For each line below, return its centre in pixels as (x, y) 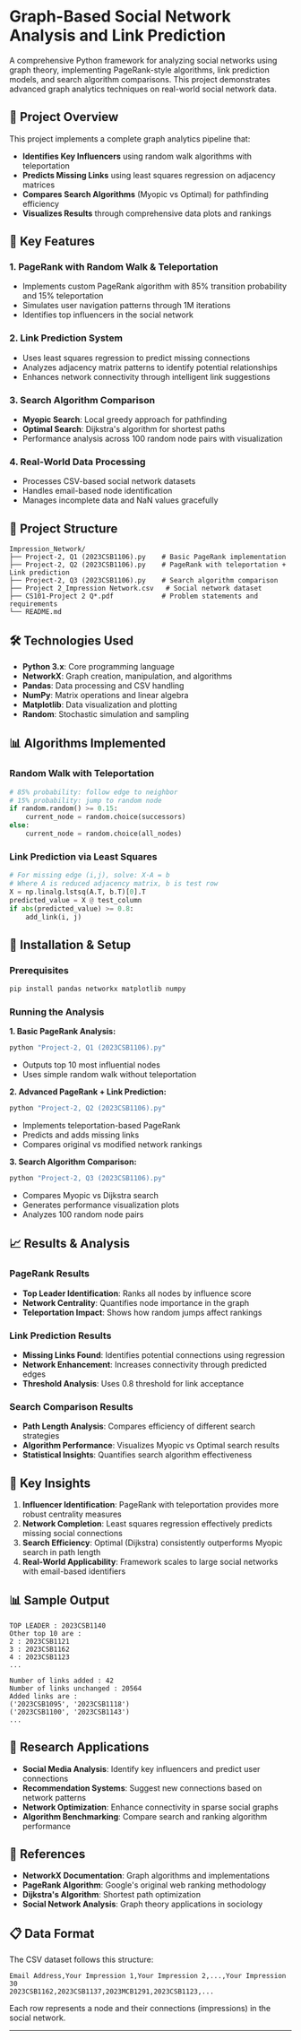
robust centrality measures (72, 1514)
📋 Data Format (52, 1933)
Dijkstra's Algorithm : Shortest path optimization (112, 1895)
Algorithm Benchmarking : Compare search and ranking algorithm (145, 1816)
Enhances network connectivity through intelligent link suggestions (146, 376)
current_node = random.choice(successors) (106, 817)
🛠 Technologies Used (72, 640)
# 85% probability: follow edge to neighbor (94, 792)
